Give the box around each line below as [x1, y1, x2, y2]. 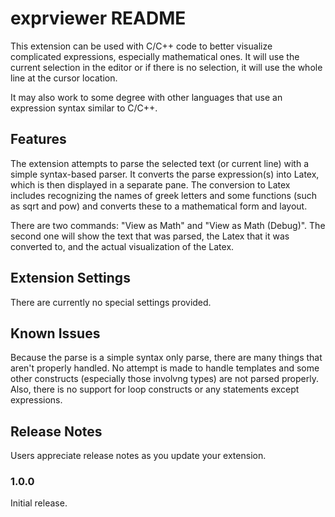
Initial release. [10, 497, 68, 509]
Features [10, 131, 67, 148]
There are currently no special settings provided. [10, 296, 212, 308]
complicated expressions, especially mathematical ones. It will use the [10, 50, 300, 62]
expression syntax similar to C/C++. [10, 102, 158, 114]
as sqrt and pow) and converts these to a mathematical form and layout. [10, 200, 308, 212]
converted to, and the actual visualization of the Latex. [10, 240, 235, 252]
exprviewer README [10, 7, 187, 30]
